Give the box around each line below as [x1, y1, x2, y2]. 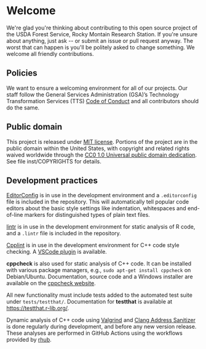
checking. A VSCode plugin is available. [6, 248, 108, 256]
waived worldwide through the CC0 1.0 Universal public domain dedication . [6, 151, 197, 159]
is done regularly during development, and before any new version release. [6, 323, 197, 331]
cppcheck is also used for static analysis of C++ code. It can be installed [6, 260, 192, 267]
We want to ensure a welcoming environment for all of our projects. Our [6, 84, 188, 92]
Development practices [6, 175, 98, 186]
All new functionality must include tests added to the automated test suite [6, 291, 192, 299]
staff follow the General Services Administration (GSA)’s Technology [6, 90, 180, 98]
